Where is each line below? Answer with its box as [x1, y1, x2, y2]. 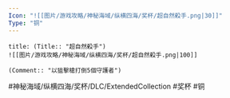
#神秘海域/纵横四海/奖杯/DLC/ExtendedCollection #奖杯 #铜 [8, 81, 205, 91]
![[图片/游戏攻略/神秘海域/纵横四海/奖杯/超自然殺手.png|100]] [8, 51, 198, 59]
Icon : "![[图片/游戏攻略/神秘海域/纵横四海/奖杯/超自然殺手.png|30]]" [8, 11, 223, 20]
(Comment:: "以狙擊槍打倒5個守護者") [8, 66, 122, 74]
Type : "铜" [8, 19, 44, 27]
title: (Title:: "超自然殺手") [8, 42, 106, 50]
